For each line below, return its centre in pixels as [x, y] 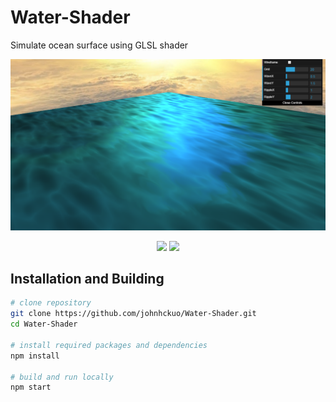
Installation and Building [87, 278]
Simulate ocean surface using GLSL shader [99, 45]
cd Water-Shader [44, 324]
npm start [31, 387]
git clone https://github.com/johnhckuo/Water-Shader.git [133, 314]
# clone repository [51, 303]
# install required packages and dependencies [109, 345]
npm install [35, 356]
